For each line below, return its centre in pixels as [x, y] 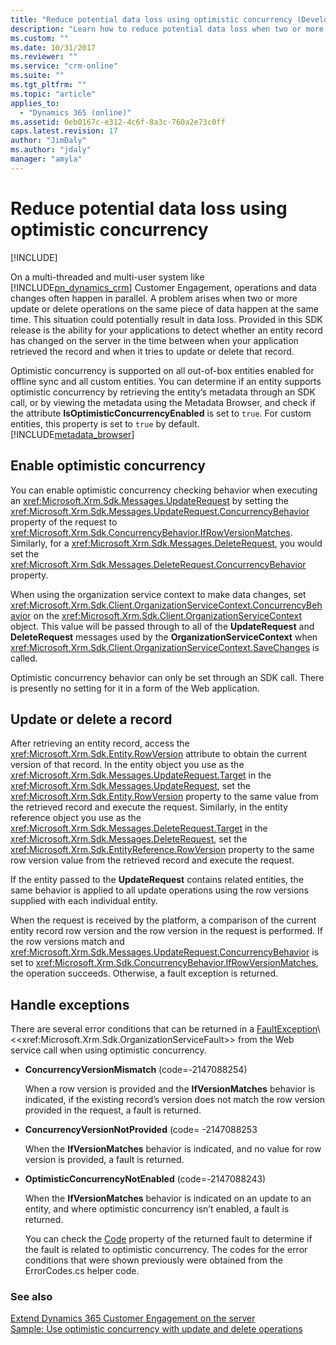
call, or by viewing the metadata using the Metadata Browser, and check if [163, 402]
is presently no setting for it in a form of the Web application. [135, 688]
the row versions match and [67, 942]
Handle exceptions [70, 1004]
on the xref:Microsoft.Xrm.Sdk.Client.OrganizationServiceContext [167, 615]
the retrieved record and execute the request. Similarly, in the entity [149, 807]
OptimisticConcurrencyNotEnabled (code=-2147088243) [145, 1179]
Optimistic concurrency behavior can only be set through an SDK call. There [167, 677]
